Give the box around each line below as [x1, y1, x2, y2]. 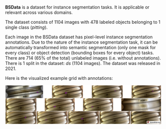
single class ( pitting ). [5, 24, 48, 30]
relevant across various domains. [5, 9, 73, 15]
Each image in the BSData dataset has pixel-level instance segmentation [5, 34, 153, 40]
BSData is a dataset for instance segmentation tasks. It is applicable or [5, 4, 150, 10]
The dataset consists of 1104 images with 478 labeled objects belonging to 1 [5, 19, 161, 25]
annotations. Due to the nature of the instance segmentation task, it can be [5, 39, 158, 45]
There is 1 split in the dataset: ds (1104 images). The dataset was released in [5, 61, 161, 66]
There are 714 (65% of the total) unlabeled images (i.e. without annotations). [5, 55, 161, 61]
